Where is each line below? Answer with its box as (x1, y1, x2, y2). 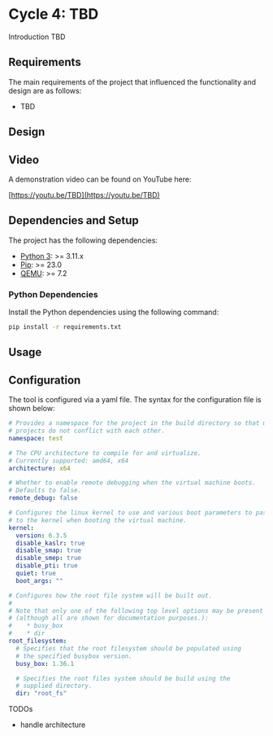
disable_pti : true (15, 562, 79, 570)
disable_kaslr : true (15, 539, 85, 547)
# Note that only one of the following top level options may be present (8, 607, 264, 615)
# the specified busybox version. (15, 652, 132, 660)
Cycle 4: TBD (8, 5, 99, 24)
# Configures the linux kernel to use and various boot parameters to (8, 509, 253, 517)
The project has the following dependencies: (8, 235, 158, 245)
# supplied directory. (15, 681, 93, 690)
